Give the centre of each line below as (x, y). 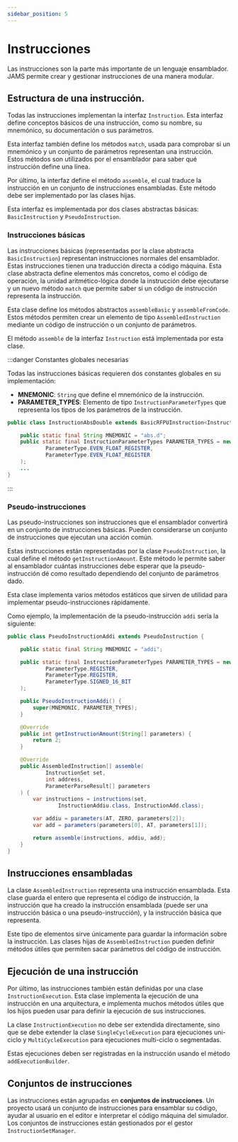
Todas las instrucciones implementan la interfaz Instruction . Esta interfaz (115, 115)
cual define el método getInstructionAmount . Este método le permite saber (116, 558)
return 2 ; (47, 740)
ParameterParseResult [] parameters (98, 786)
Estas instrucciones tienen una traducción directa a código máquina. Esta (114, 266)
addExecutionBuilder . (39, 1061)
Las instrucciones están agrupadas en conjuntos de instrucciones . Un (111, 1101)
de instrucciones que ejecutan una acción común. (80, 537)
